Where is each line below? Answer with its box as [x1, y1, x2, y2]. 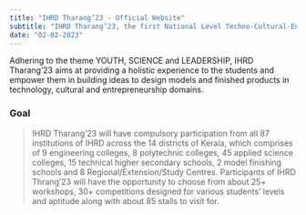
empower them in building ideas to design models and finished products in [9, 75, 290, 86]
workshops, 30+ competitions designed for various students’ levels [31, 186, 285, 197]
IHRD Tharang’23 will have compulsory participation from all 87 [31, 128, 270, 138]
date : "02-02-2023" [9, 30, 84, 39]
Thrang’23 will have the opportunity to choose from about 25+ [31, 176, 267, 187]
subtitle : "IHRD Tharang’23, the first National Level [9, 22, 222, 31]
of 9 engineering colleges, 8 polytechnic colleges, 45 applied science [31, 147, 294, 158]
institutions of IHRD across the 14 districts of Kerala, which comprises [31, 138, 293, 148]
